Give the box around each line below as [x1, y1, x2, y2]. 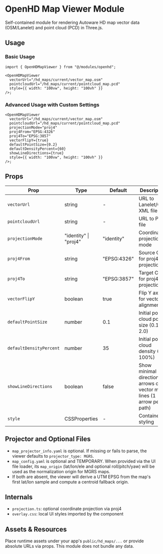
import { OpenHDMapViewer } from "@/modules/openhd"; [5, 64, 116, 69]
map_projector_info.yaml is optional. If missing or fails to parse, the [12, 448, 147, 454]
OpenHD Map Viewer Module [5, 3, 125, 15]
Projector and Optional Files [5, 435, 91, 443]
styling [138, 418, 154, 425]
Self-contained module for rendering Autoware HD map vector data [5, 19, 140, 25]
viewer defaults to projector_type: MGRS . [12, 453, 94, 459]
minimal [138, 368, 157, 374]
